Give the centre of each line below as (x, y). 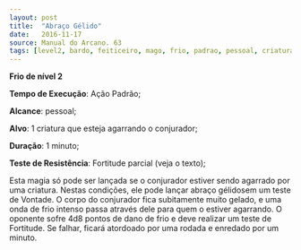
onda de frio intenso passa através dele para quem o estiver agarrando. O (146, 209)
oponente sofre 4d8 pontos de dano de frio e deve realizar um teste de (140, 219)
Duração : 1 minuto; (44, 146)
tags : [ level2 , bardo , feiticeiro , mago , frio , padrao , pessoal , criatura (152, 51)
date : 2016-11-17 (46, 34)
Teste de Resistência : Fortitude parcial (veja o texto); (107, 163)
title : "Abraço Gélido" (56, 26)
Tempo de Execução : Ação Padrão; (75, 94)
